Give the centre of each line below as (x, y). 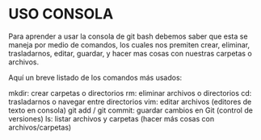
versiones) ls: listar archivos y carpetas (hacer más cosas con (112, 118)
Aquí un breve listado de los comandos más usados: (95, 77)
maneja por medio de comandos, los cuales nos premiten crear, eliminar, (129, 44)
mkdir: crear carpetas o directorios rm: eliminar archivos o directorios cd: (130, 93)
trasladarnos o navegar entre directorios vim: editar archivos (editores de (130, 101)
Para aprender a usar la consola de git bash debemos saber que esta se (128, 36)
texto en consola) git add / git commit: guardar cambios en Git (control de (130, 110)
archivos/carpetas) (40, 127)
